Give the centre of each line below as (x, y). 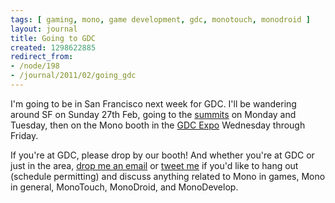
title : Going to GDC (53, 38)
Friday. (24, 135)
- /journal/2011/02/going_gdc (73, 76)
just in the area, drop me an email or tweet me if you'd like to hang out (154, 165)
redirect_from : (42, 57)
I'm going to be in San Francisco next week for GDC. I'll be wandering (153, 103)
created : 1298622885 (53, 47)
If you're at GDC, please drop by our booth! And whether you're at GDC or (162, 155)
